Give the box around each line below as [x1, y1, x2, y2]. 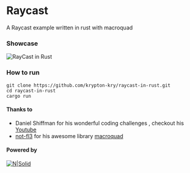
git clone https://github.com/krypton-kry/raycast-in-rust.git [6, 82, 171, 89]
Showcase [6, 39, 38, 48]
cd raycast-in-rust [6, 87, 56, 94]
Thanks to [6, 106, 32, 113]
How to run [6, 68, 40, 77]
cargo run [6, 93, 32, 99]
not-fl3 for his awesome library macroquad [15, 132, 123, 139]
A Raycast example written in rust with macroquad [6, 24, 133, 31]
